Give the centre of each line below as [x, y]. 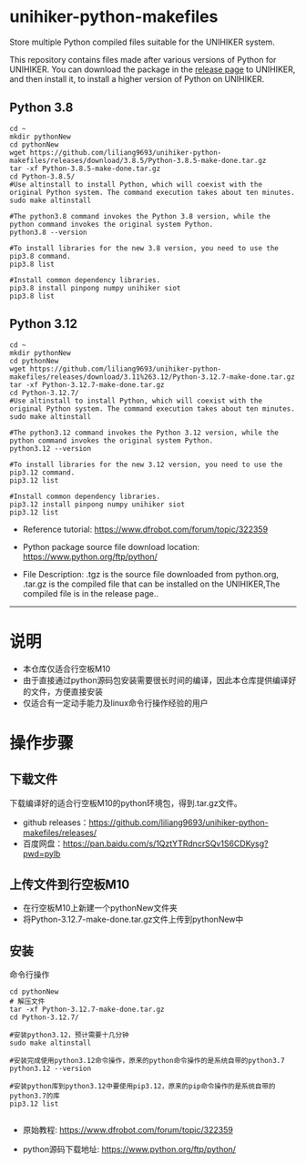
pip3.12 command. [42, 472]
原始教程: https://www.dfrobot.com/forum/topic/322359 [128, 1130]
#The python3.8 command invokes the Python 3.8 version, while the [140, 216]
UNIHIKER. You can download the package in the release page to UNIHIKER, [153, 69]
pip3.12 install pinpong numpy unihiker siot [97, 504]
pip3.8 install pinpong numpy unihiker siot [95, 288]
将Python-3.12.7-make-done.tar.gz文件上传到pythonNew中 [133, 919]
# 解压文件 [27, 1002]
